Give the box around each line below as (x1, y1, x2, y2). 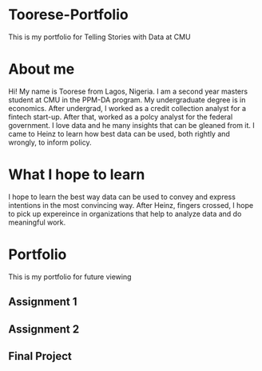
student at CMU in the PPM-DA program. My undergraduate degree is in (8, 94, 246, 105)
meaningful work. (8, 217, 66, 227)
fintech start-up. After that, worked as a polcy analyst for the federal (8, 112, 233, 122)
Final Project (8, 349, 72, 363)
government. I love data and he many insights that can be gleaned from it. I (8, 120, 256, 130)
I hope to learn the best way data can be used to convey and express (8, 192, 236, 201)
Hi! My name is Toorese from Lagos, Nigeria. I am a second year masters (8, 86, 248, 96)
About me (8, 60, 75, 78)
